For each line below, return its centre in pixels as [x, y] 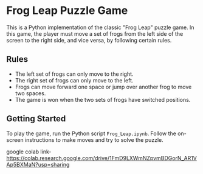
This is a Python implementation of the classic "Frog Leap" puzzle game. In [100, 27]
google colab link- [29, 152]
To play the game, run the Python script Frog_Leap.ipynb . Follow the [91, 133]
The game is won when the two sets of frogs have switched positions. [103, 99]
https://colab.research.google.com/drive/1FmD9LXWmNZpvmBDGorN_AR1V [102, 158]
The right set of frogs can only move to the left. [74, 80]
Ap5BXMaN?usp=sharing [38, 164]
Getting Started [36, 119]
